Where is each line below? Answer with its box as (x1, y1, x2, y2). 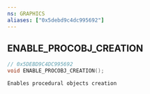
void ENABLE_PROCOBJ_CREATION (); (7, 68, 105, 75)
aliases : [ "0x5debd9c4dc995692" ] (7, 17, 105, 24)
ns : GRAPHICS (7, 10, 45, 17)
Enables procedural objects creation (7, 80, 117, 87)
